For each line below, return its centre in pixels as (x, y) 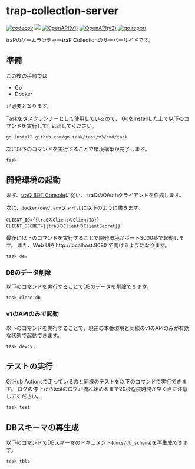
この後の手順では (27, 75)
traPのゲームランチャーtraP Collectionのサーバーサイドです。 (80, 40)
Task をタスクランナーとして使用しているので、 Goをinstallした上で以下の (95, 118)
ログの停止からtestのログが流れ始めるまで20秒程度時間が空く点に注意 (103, 389)
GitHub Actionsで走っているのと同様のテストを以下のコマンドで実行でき (94, 382)
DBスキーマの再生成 (43, 427)
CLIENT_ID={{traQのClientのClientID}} (53, 220)
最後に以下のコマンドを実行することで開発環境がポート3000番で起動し (92, 238)
